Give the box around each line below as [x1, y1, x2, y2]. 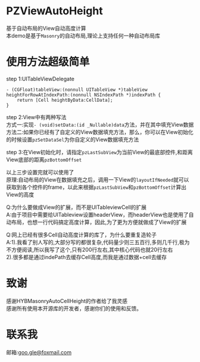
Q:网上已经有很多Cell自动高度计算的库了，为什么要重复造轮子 [6, 231, 157, 238]
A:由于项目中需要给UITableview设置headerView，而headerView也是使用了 [6, 211, 189, 218]
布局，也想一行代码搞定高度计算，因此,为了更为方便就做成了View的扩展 [11, 219, 187, 226]
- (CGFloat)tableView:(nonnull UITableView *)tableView [6, 86, 148, 93]
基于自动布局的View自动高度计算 [6, 24, 86, 32]
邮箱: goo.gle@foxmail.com [6, 348, 72, 355]
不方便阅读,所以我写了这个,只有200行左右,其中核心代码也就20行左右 [6, 246, 173, 253]
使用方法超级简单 [6, 55, 90, 69]
